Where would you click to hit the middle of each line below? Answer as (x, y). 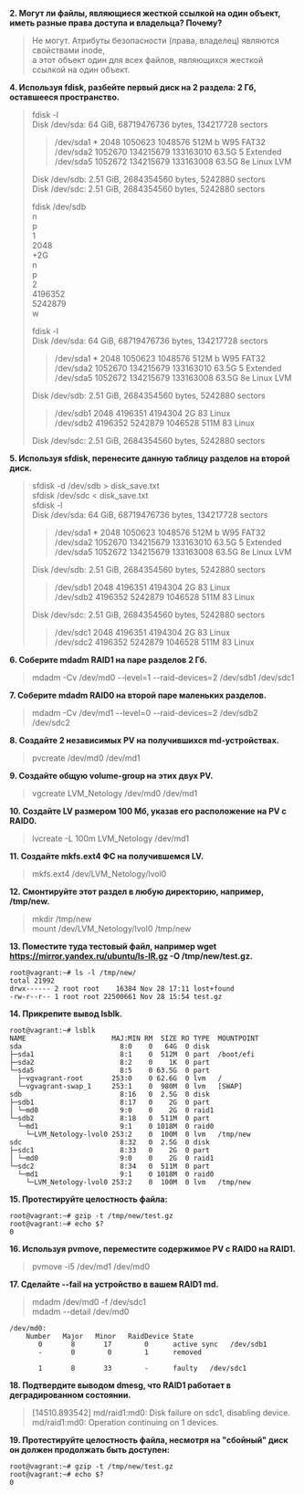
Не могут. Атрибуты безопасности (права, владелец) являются (156, 41)
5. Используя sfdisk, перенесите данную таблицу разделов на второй (150, 458)
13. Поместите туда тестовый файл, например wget (113, 946)
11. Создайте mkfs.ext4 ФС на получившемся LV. (106, 856)
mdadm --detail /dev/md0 (80, 1311)
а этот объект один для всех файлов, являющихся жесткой (147, 60)
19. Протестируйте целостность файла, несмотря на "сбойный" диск (149, 1440)
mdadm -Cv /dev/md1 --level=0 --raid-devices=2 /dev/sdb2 (145, 713)
